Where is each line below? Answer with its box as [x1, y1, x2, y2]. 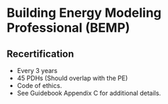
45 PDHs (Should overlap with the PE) [16, 74, 128, 82]
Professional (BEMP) [6, 20, 130, 36]
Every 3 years [16, 67, 58, 74]
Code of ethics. [16, 82, 62, 89]
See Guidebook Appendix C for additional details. [16, 89, 161, 97]
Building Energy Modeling [6, 5, 162, 21]
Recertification [6, 48, 74, 60]
